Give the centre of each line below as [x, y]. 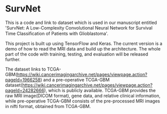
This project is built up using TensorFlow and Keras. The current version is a [84, 43]
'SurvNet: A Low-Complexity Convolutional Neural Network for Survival [79, 27]
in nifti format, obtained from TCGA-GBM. [48, 106]
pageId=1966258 [23, 79]
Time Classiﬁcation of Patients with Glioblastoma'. [57, 33]
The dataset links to [26, 69]
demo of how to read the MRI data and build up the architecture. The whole [83, 48]
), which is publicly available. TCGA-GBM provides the [100, 90]
